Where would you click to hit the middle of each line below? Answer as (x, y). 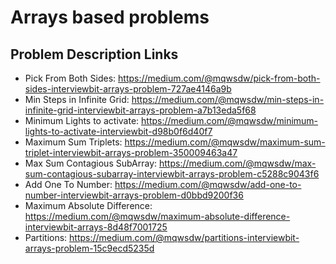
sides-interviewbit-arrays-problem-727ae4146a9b (128, 89)
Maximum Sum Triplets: (73, 142)
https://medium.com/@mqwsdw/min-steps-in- (228, 99)
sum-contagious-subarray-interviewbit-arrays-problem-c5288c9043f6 (172, 174)
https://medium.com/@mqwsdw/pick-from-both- (219, 78)
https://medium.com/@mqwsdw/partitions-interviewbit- (184, 237)
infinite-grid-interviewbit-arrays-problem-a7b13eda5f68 (140, 110)
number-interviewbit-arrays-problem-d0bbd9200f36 (134, 195)
